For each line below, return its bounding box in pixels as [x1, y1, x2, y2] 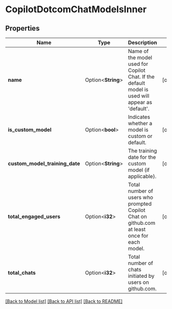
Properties [5, 24, 40, 33]
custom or [127, 133, 153, 139]
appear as [127, 99, 153, 106]
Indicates [127, 113, 150, 121]
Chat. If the [127, 73, 155, 80]
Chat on [127, 213, 147, 220]
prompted [127, 200, 152, 207]
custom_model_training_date [8, 160, 80, 167]
